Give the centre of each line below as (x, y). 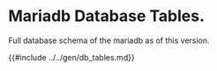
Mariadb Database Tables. (106, 16)
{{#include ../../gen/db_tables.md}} (71, 57)
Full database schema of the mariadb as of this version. (109, 40)
